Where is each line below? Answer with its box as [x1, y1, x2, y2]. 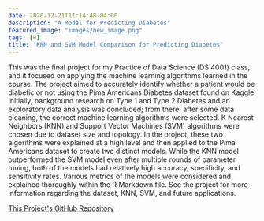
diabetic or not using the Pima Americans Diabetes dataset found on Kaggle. [8, 88, 256, 97]
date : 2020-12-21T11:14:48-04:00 [8, 11, 118, 20]
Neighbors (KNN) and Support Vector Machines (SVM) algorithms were [8, 122, 240, 131]
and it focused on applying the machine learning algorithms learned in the [8, 71, 248, 81]
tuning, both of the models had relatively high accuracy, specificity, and [8, 163, 240, 173]
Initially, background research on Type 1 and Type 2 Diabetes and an [8, 96, 230, 106]
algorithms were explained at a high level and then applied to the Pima [8, 138, 236, 148]
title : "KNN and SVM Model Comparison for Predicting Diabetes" [8, 41, 224, 49]
